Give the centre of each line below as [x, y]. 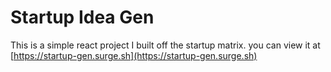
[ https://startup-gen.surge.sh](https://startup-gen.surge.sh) [134, 55]
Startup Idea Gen [82, 17]
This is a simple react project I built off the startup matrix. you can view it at [165, 45]
